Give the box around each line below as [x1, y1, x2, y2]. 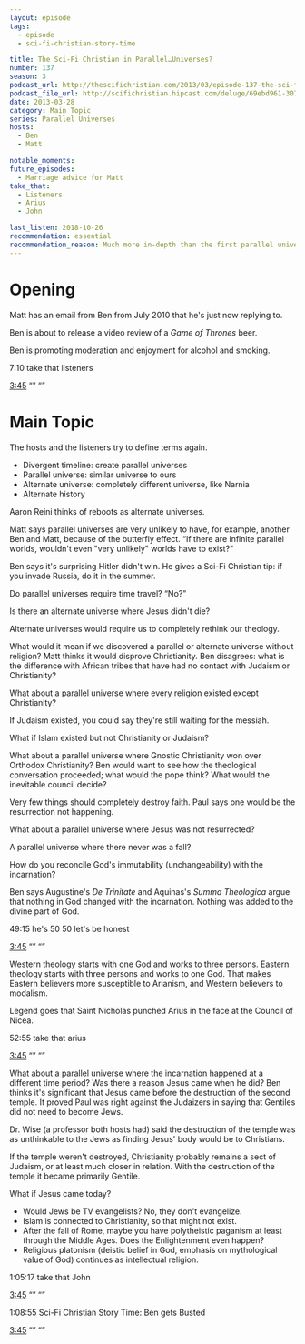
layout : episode [9, 13, 71, 23]
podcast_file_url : [9, 88, 79, 98]
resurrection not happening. [9, 806, 114, 817]
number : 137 [9, 64, 54, 73]
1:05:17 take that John [9, 1271, 91, 1282]
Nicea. [9, 1015, 34, 1026]
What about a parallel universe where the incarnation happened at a [9, 1068, 263, 1078]
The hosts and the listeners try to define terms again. [9, 442, 208, 453]
